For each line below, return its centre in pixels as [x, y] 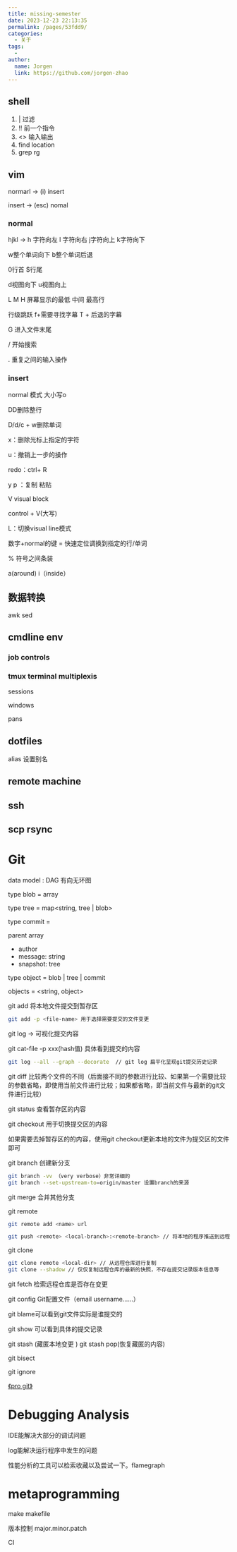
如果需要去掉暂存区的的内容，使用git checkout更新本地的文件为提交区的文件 [119, 1139]
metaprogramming [64, 1495]
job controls [29, 657]
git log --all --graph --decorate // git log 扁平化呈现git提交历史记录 [113, 1062]
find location [36, 145]
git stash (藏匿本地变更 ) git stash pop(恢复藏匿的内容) [86, 1344]
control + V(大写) [33, 513]
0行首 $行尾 [25, 269]
